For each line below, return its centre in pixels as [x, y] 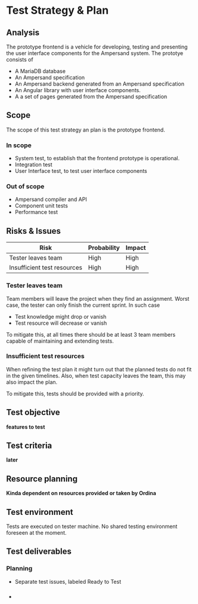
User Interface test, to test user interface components [81, 171]
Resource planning [42, 479]
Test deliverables [39, 552]
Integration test [33, 164]
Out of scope [25, 187]
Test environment [40, 512]
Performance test [36, 212]
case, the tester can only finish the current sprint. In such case [83, 305]
